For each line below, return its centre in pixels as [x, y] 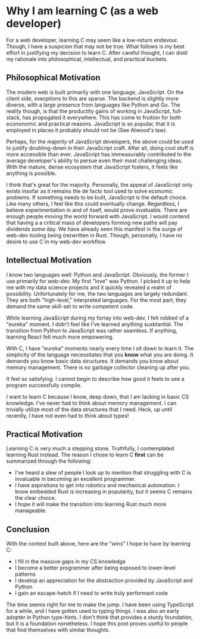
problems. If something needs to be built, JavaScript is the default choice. [97, 197]
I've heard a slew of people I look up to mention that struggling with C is [103, 473]
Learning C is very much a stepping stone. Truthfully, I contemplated [90, 449]
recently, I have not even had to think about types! [68, 415]
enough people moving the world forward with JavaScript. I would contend [98, 216]
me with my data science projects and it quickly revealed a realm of [89, 287]
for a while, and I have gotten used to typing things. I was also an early [93, 611]
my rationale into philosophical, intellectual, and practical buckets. [87, 59]
